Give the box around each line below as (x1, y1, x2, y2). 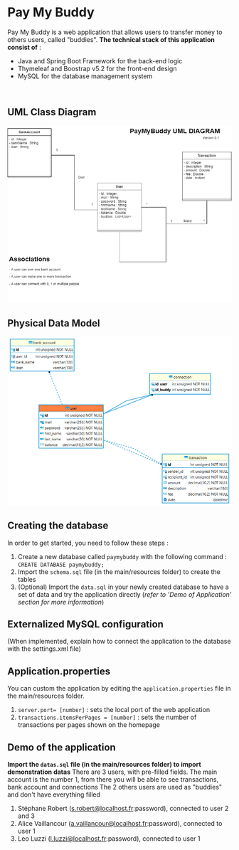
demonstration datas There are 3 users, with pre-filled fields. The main (7, 767, 218, 776)
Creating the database (7, 520, 109, 532)
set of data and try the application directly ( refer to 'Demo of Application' (17, 590, 232, 598)
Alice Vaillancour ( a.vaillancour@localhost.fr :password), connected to (17, 819, 223, 828)
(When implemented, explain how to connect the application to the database (7, 637, 231, 646)
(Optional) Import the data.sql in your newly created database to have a (17, 583, 229, 591)
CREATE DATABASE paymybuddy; (17, 561, 105, 568)
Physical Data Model (7, 317, 101, 329)
